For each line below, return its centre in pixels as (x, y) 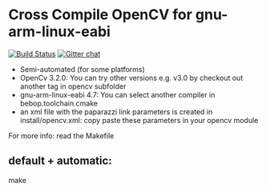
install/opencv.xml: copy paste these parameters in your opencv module (139, 120)
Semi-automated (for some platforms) (83, 69)
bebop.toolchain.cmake (59, 103)
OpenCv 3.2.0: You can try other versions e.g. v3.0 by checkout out (131, 78)
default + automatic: (60, 161)
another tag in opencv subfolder (73, 86)
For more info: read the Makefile (61, 135)
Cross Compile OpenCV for (100, 15)
